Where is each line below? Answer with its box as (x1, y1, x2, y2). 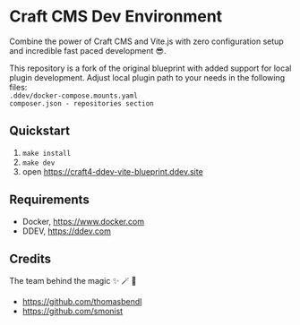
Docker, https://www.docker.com (21, 216, 145, 227)
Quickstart (9, 124, 71, 139)
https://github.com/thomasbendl (21, 296, 142, 307)
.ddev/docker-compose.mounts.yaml (9, 91, 139, 100)
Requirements (9, 192, 90, 208)
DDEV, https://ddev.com (21, 226, 112, 236)
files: (9, 81, 28, 92)
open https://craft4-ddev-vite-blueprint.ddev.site (21, 166, 203, 176)
